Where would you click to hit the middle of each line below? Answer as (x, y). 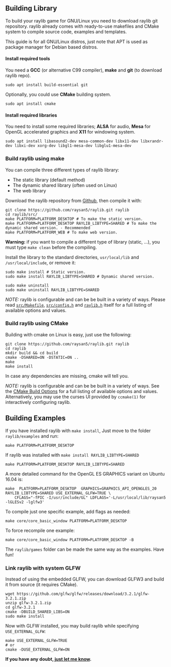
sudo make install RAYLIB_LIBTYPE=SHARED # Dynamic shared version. (80, 276)
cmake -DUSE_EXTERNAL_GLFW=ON (38, 650)
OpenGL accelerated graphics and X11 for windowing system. (70, 132)
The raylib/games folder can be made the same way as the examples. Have (85, 549)
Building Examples (36, 418)
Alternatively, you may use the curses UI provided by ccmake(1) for (76, 397)
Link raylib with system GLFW (43, 568)
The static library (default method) (49, 180)
